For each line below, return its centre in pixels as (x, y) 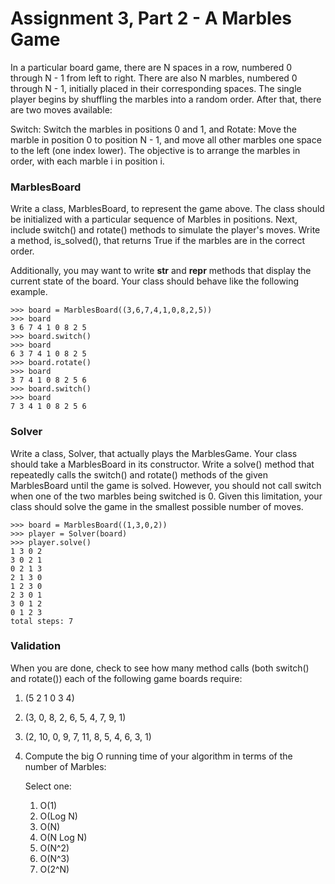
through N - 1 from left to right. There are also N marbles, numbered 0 (154, 78)
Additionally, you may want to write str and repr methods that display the (161, 271)
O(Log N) (58, 816)
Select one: (48, 786)
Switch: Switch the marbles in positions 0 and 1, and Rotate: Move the (153, 129)
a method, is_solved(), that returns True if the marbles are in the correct (157, 241)
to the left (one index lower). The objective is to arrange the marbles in (155, 150)
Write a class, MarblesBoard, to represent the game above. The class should (167, 209)
